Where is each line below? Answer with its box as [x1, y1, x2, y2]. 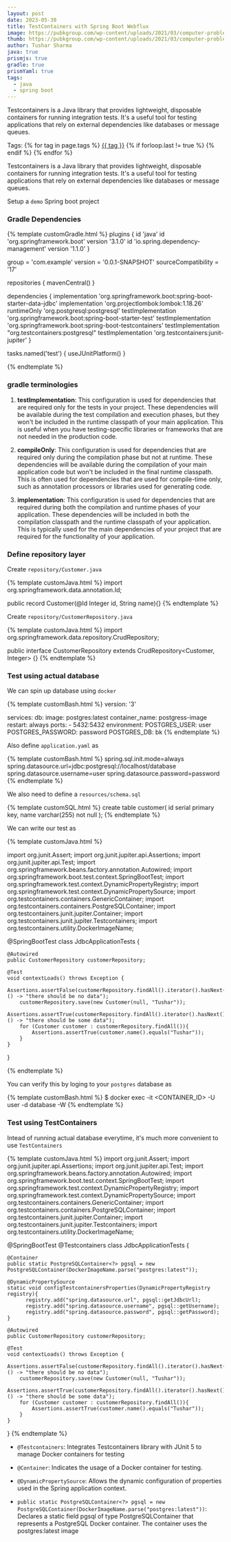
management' [7, 245, 47, 253]
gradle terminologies [7, 380, 78, 389]
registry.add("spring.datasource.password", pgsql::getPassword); [25, 1308, 220, 1315]
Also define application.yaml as [7, 742, 99, 750]
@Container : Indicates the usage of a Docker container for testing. [16, 1463, 203, 1472]
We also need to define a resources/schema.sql [7, 790, 141, 798]
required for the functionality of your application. [16, 532, 155, 540]
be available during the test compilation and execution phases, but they [16, 410, 220, 418]
